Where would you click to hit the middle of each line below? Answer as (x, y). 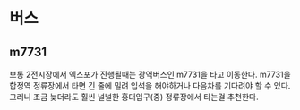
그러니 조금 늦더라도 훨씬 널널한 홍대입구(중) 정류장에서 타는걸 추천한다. (134, 97)
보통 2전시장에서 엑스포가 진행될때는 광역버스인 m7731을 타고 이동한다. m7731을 (150, 74)
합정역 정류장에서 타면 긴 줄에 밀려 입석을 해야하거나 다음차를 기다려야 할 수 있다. (150, 85)
